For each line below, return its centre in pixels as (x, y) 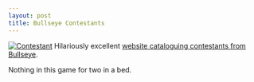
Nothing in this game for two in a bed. (70, 69)
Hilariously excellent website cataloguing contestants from (150, 45)
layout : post (30, 16)
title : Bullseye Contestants (57, 23)
